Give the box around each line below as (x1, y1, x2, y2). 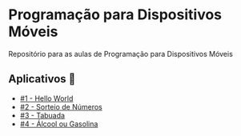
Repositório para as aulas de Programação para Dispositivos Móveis (8, 49, 234, 58)
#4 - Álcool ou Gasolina (19, 118, 98, 129)
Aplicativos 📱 (8, 72, 76, 86)
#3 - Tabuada (19, 110, 66, 120)
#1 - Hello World (19, 94, 74, 103)
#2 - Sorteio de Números (19, 102, 102, 111)
